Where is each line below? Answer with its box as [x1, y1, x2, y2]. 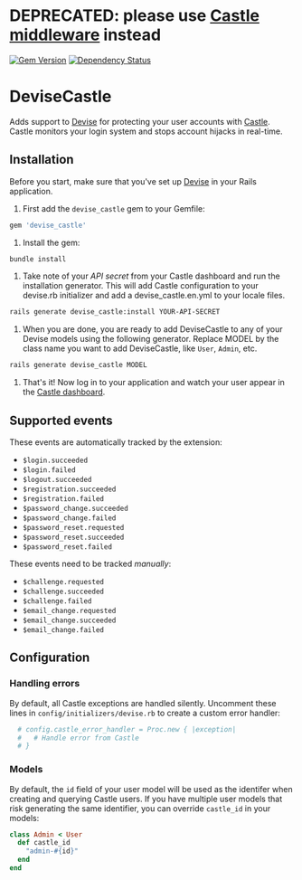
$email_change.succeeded [22, 616, 117, 625]
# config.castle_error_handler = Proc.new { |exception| [17, 724, 237, 733]
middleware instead [9, 24, 161, 45]
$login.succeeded [22, 456, 89, 465]
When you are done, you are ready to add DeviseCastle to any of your [22, 324, 283, 335]
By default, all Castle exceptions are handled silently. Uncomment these [9, 697, 277, 708]
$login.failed [22, 466, 76, 475]
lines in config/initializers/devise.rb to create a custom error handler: [9, 707, 280, 718]
